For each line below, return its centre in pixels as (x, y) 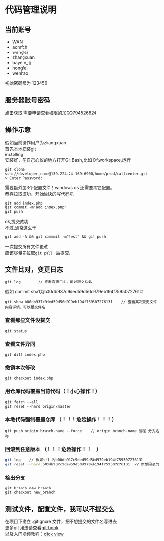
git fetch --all (22, 402)
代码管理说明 (31, 10)
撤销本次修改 (20, 367)
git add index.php (24, 203)
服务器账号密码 (28, 100)
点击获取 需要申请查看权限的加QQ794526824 (51, 113)
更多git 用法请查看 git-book (32, 528)
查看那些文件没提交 (28, 320)
